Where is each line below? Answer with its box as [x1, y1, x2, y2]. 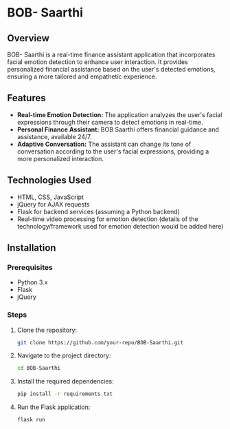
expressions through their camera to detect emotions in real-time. [16, 118, 204, 126]
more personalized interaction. [16, 154, 104, 163]
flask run [16, 417, 46, 423]
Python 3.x [16, 278, 48, 286]
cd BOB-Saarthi [16, 365, 61, 372]
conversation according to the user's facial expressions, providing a [16, 147, 209, 156]
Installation [7, 242, 56, 254]
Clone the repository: [16, 326, 78, 334]
